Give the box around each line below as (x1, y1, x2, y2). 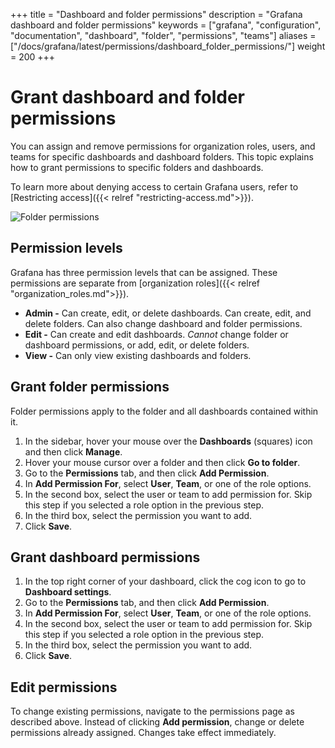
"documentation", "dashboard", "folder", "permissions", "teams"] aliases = (10, 30, 317, 41)
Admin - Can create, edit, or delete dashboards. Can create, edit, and (24, 307, 312, 319)
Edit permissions (10, 679, 118, 696)
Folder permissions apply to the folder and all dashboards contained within (10, 405, 319, 417)
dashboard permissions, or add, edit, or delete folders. (24, 339, 250, 351)
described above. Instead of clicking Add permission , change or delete (10, 716, 305, 728)
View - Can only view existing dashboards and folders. (24, 349, 252, 361)
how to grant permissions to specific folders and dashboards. (10, 161, 264, 173)
